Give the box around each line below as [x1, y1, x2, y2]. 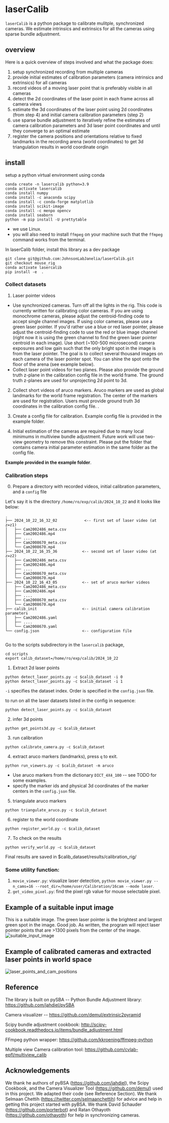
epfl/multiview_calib [5, 1051, 47, 1058]
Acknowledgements [5, 1066, 70, 1075]
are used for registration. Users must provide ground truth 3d [12, 398, 140, 404]
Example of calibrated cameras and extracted [5, 947, 151, 956]
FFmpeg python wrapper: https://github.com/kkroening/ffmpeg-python [5, 1036, 153, 1043]
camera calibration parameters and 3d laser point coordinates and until [12, 122, 160, 128]
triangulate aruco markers [12, 798, 67, 804]
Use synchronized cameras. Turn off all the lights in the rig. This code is [12, 302, 162, 308]
